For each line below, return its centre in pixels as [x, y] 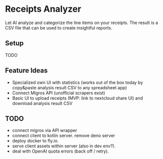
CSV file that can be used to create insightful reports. [59, 27]
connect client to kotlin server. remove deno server [64, 135]
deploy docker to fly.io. [35, 141]
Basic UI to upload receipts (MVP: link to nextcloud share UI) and [78, 98]
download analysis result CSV [42, 103]
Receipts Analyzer [43, 9]
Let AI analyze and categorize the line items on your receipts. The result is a [81, 23]
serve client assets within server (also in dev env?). [64, 146]
